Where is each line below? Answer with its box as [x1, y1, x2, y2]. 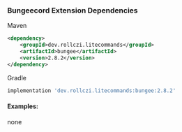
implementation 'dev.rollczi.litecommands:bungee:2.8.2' [7, 87, 176, 94]
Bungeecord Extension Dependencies [7, 6, 138, 15]
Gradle [7, 73, 26, 82]
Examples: [7, 102, 38, 110]
